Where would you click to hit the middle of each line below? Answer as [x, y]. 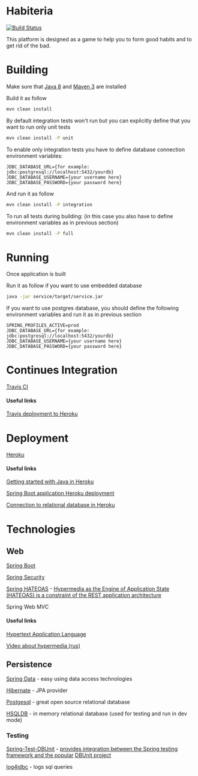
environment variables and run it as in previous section [74, 315]
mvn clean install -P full [40, 233]
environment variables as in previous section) [62, 222]
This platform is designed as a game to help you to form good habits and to [99, 39]
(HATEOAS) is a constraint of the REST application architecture [84, 595]
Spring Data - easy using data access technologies [69, 679]
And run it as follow [30, 194]
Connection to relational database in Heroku [61, 505]
